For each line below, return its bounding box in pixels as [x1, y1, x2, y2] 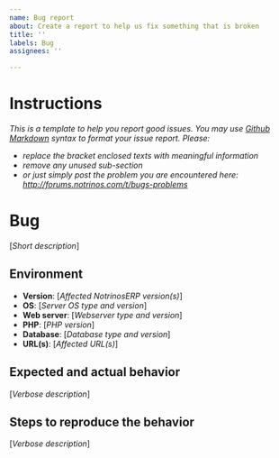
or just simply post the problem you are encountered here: [22, 169, 238, 180]
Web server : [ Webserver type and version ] [22, 309, 183, 320]
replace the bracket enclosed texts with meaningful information [22, 151, 259, 161]
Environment [9, 267, 84, 282]
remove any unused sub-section [22, 160, 143, 171]
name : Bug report [9, 13, 75, 23]
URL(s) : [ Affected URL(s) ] [22, 338, 119, 349]
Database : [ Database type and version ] [22, 328, 171, 339]
